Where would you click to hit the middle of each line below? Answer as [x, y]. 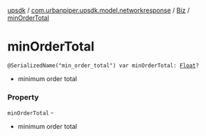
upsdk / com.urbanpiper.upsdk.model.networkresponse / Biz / [99, 10]
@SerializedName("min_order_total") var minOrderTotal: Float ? [103, 66]
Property [23, 97]
